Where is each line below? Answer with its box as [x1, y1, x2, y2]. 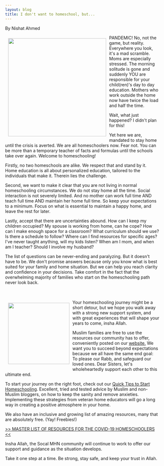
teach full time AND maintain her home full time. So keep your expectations [5, 198, 157, 204]
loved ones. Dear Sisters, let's [72, 361, 133, 367]
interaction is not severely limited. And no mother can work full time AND [5, 192, 152, 199]
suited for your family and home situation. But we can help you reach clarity [5, 263, 158, 270]
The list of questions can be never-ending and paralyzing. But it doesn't [5, 253, 150, 259]
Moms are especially [109, 55, 151, 61]
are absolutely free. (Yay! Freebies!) [5, 416, 77, 422]
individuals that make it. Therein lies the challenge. [5, 173, 107, 179]
